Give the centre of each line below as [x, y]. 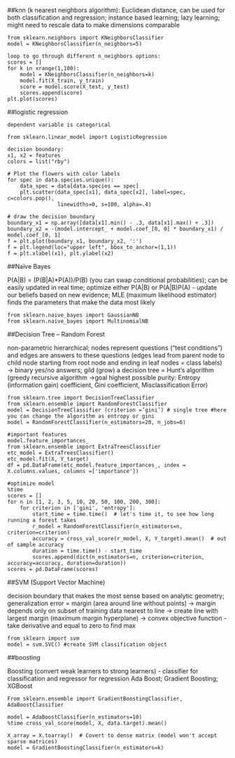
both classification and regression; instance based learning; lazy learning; [114, 17]
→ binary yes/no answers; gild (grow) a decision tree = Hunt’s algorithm [111, 370]
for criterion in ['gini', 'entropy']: [78, 508]
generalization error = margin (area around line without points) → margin [112, 603]
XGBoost [20, 686]
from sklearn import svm [43, 638]
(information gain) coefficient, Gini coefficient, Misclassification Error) [108, 385]
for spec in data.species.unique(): [60, 180]
